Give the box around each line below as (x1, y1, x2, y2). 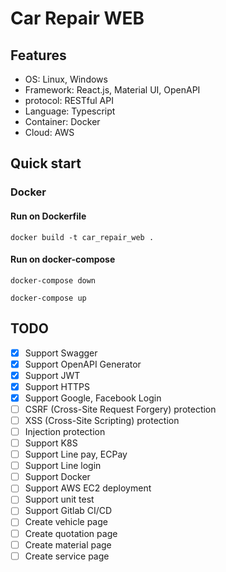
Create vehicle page (24, 516, 108, 528)
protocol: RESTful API (24, 95, 114, 106)
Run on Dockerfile (10, 210, 87, 222)
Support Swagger (24, 347, 98, 359)
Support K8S (24, 437, 78, 449)
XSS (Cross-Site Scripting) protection (24, 414, 180, 426)
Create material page (24, 538, 112, 551)
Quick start (10, 155, 82, 172)
